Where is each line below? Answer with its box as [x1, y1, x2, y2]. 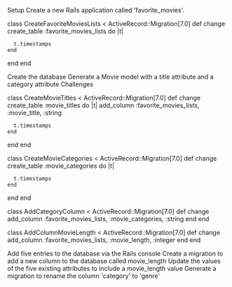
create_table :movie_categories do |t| [7, 161, 114, 170]
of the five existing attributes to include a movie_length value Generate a [7, 265, 217, 272]
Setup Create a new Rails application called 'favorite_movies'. [7, 6, 184, 14]
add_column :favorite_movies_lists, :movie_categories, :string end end [7, 215, 210, 223]
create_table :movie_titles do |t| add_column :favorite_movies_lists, [7, 101, 200, 109]
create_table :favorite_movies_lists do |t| [7, 27, 124, 35]
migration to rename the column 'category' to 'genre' [7, 272, 160, 280]
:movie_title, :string [7, 109, 62, 116]
